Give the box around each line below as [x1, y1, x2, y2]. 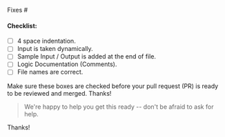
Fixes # [7, 6, 28, 14]
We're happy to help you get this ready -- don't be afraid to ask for [23, 103, 214, 111]
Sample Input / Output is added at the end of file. [17, 52, 157, 61]
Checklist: [7, 21, 38, 30]
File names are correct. [17, 68, 84, 76]
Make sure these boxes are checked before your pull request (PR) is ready [7, 82, 219, 90]
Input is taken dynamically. [17, 45, 93, 53]
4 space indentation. [17, 37, 76, 45]
